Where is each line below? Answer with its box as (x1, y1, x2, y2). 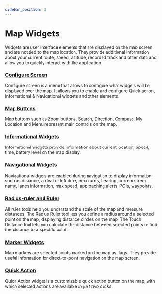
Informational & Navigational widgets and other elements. (5, 93, 119, 98)
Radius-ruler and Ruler (5, 195, 59, 202)
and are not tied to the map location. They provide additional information (5, 49, 149, 55)
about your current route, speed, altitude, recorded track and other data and (5, 54, 157, 60)
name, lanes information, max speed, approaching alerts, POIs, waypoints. (5, 183, 153, 189)
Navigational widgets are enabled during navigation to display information (5, 173, 152, 179)
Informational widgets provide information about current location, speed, (5, 144, 150, 150)
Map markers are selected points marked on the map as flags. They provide (5, 250, 156, 256)
